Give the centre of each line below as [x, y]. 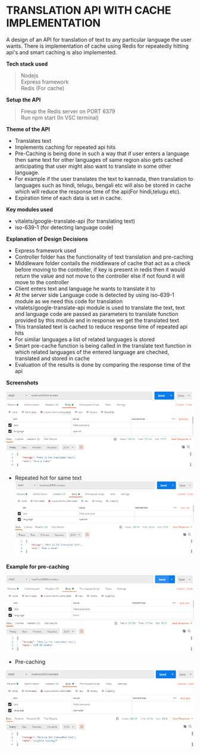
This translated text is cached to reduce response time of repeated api [101, 327]
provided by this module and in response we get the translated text [97, 320]
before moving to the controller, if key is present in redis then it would [100, 269]
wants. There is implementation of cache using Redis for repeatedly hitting [98, 46]
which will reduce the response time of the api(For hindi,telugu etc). [98, 191]
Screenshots [22, 382]
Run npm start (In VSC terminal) [60, 118]
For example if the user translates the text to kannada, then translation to [104, 179]
